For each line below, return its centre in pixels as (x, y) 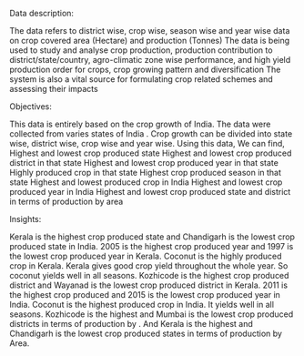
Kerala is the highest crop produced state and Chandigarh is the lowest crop (152, 237)
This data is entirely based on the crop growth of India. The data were (140, 124)
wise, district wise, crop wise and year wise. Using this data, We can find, (147, 143)
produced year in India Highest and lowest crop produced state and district (150, 192)
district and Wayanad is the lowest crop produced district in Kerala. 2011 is (149, 285)
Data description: (42, 13)
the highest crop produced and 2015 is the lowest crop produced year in (145, 295)
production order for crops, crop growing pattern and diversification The (145, 69)
